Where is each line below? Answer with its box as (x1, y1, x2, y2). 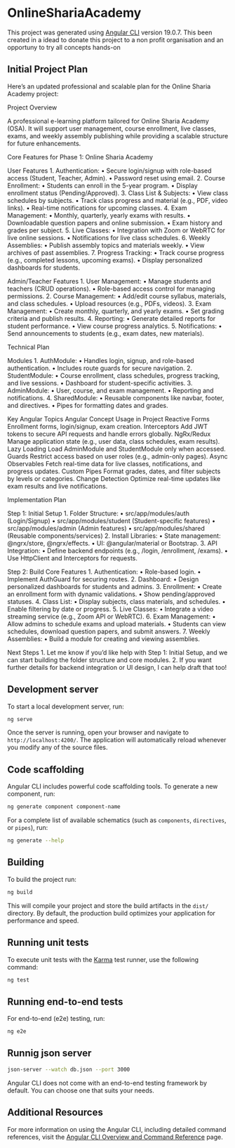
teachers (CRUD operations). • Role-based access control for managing (7, 284, 215, 293)
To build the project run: (7, 875, 77, 883)
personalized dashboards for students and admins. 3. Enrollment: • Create (7, 582, 222, 591)
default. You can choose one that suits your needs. (7, 1086, 154, 1095)
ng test (7, 976, 30, 984)
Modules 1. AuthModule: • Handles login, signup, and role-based (7, 356, 194, 364)
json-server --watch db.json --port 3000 (7, 1066, 130, 1073)
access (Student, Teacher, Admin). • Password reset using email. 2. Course (7, 173, 226, 182)
